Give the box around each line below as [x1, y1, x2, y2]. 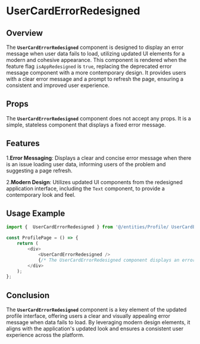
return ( [17, 240, 39, 247]
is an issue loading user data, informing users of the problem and [6, 160, 166, 168]
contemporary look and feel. [6, 191, 76, 198]
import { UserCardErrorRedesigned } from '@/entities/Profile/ [6, 224, 169, 230]
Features [6, 138, 40, 148]
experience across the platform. [6, 331, 85, 339]
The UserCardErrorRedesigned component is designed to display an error [6, 44, 184, 51]
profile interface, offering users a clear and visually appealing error [6, 312, 171, 320]
